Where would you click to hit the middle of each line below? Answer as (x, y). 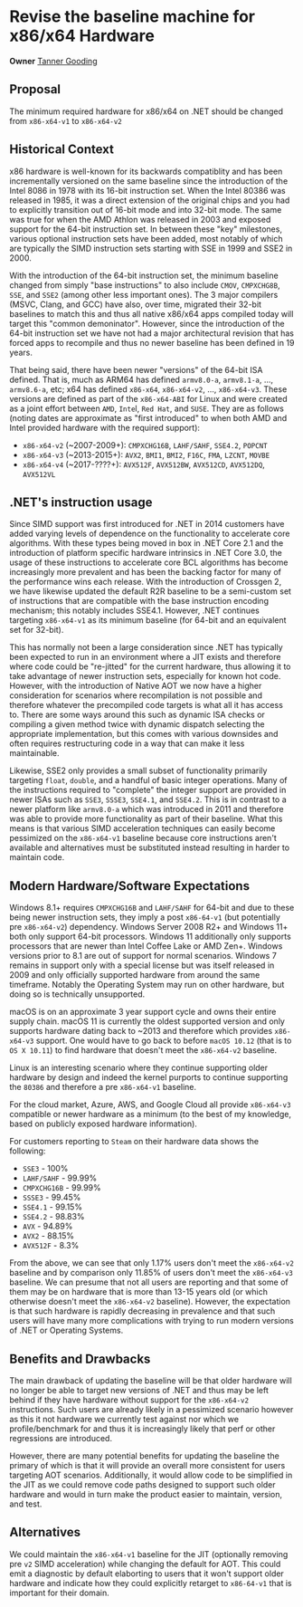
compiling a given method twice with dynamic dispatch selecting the (137, 724)
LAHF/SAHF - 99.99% (60, 1178)
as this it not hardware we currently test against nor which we (124, 1419)
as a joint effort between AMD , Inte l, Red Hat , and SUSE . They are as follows (147, 408)
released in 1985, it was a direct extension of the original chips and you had (150, 200)
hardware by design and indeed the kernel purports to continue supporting (149, 1077)
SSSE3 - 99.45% (52, 1198)
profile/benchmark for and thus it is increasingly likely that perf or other (142, 1429)
